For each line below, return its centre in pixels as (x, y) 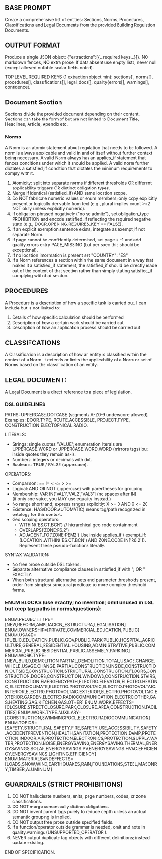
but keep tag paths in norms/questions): (53, 609)
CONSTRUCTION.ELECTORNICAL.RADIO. (46, 425)
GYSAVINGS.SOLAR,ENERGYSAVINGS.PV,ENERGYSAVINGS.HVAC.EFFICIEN (81, 748)
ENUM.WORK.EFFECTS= (109, 702)
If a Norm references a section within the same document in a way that (83, 260)
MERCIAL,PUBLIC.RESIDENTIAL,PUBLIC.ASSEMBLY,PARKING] (67, 650)
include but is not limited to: (33, 308)
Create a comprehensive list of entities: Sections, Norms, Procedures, (74, 19)
